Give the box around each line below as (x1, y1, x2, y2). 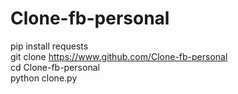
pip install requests (10, 40, 89, 52)
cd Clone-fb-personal (10, 61, 100, 73)
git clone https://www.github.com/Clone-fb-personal (10, 50, 228, 62)
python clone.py (10, 72, 78, 84)
